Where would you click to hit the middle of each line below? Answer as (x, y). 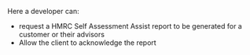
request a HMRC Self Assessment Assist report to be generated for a (131, 26)
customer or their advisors (62, 34)
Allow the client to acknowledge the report (87, 43)
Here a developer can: (43, 11)
